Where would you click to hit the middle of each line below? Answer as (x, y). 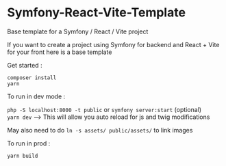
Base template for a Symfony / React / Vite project (78, 31)
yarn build (23, 156)
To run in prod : (29, 143)
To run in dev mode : (36, 96)
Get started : (25, 65)
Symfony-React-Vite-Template (97, 13)
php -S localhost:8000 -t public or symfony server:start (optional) (104, 109)
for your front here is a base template (60, 52)
